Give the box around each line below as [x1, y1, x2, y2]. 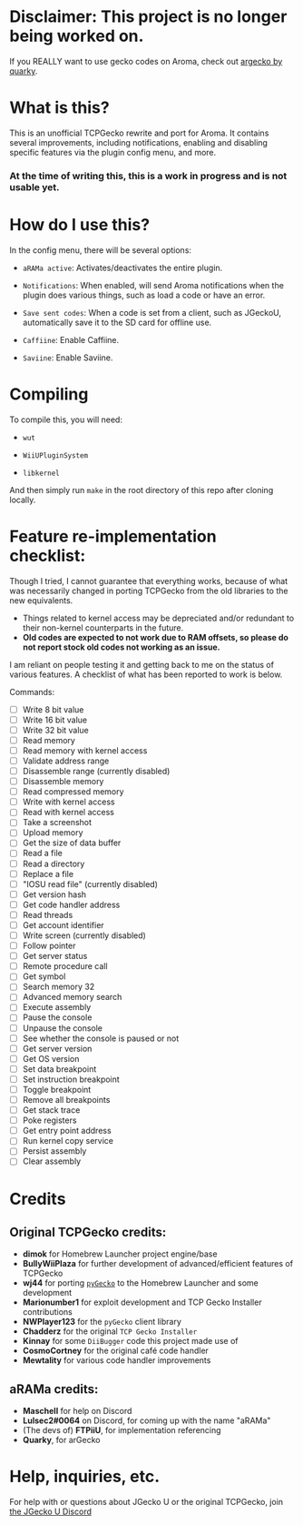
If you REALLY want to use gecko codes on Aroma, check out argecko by [9, 56, 283, 66]
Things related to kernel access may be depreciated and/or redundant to [22, 612, 295, 623]
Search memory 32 [22, 981, 95, 993]
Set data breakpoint [22, 1063, 97, 1075]
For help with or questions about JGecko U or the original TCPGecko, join [9, 1497, 284, 1508]
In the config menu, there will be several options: [9, 244, 192, 256]
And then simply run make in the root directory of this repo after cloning [9, 484, 274, 495]
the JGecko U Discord [9, 1506, 93, 1517]
